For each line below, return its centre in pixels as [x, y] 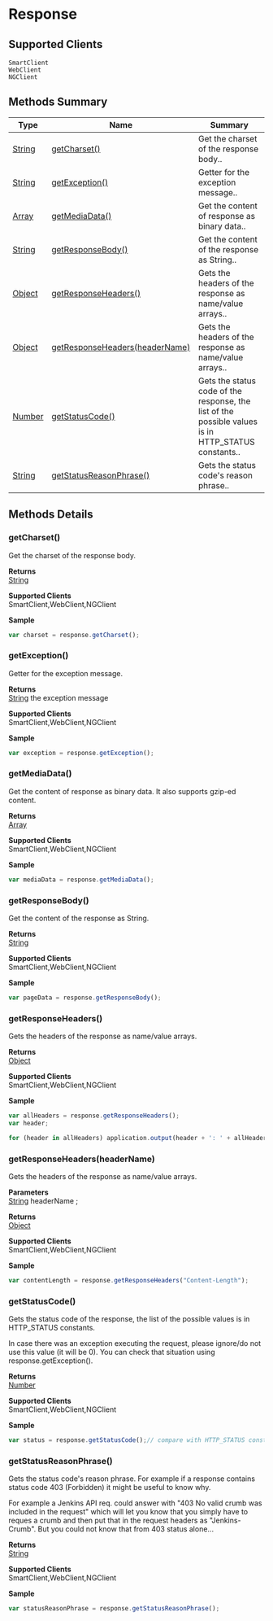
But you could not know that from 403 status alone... [126, 1529]
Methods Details [51, 515]
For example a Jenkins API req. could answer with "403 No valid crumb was [135, 1503]
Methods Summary [58, 102]
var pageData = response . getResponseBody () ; [85, 998]
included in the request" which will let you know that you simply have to [128, 1512]
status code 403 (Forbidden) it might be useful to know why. [110, 1488]
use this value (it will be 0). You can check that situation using [112, 1352]
